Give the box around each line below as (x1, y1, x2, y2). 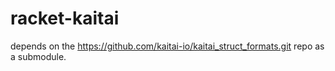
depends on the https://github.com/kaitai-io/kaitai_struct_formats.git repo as (10, 40, 325, 52)
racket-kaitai (10, 7, 120, 30)
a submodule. (10, 50, 67, 62)
